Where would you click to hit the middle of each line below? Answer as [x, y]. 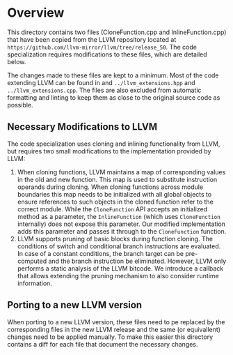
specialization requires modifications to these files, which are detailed [107, 54]
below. [17, 61]
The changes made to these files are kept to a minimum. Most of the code [113, 75]
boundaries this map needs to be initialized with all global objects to [114, 194]
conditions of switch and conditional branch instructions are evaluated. [119, 246]
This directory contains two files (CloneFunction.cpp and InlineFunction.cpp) [117, 32]
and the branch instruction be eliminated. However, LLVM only [137, 261]
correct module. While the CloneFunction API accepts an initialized [112, 209]
